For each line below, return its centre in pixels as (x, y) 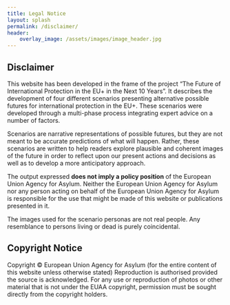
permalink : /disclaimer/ (43, 26)
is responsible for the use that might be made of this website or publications (115, 198)
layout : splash (29, 20)
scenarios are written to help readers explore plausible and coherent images (115, 148)
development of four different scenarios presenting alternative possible (108, 98)
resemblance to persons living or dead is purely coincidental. (94, 226)
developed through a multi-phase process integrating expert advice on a (110, 113)
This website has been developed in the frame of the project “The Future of (114, 83)
